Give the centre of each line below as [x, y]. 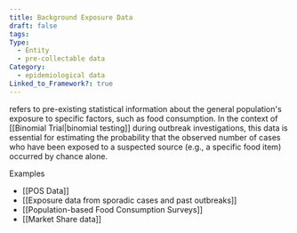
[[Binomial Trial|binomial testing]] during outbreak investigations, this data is [149, 128]
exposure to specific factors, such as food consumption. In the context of [144, 118]
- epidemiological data [61, 76]
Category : [28, 68]
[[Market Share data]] [62, 219]
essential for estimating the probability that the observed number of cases [145, 137]
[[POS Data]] [45, 190]
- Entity [33, 51]
